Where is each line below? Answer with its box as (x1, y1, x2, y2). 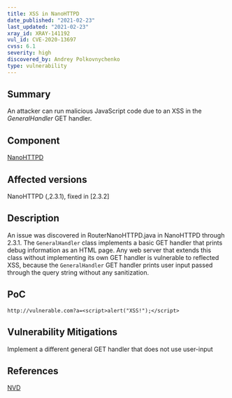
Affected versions (7, 173, 87, 186)
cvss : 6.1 (7, 43, 36, 50)
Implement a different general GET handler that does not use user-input (7, 345, 213, 353)
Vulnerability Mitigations (7, 327, 117, 338)
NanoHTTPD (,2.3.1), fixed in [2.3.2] (7, 192, 110, 200)
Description (7, 212, 59, 224)
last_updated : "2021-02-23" (7, 23, 89, 30)
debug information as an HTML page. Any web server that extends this (7, 246, 212, 254)
